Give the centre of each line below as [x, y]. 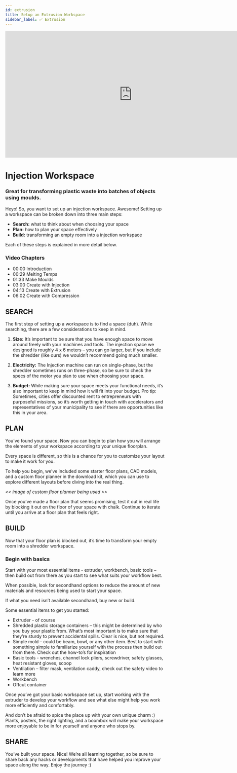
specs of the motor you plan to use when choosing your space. [78, 376]
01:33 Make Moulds [33, 280]
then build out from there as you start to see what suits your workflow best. [84, 575]
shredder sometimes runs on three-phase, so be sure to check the [82, 370]
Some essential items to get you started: [47, 610]
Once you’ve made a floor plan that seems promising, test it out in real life [82, 501]
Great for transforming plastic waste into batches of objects [81, 192]
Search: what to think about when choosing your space [71, 224]
